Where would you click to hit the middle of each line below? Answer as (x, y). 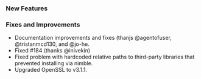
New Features (27, 8)
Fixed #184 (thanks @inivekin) (52, 51)
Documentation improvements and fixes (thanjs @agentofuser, (93, 38)
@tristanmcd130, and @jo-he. (52, 44)
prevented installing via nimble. (54, 63)
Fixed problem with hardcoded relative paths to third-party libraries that (104, 57)
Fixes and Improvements (43, 24)
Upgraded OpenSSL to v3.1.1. (51, 70)
